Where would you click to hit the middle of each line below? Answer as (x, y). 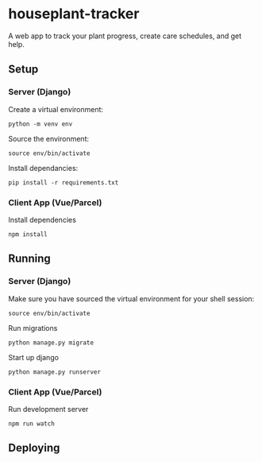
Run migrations (33, 328)
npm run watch (32, 423)
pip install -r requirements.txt (64, 182)
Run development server (48, 409)
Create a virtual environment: (56, 109)
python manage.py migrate (51, 343)
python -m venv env (40, 124)
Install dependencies (42, 219)
